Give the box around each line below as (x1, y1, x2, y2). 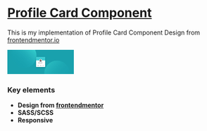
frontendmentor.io (7, 35, 60, 44)
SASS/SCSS (17, 108, 54, 117)
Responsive (17, 116, 54, 125)
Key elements (7, 85, 56, 94)
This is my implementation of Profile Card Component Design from (7, 28, 201, 37)
